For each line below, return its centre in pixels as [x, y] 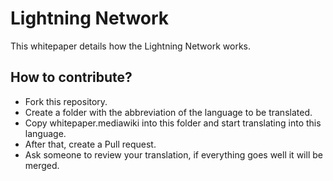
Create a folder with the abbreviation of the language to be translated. [168, 112]
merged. [42, 165]
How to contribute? [71, 77]
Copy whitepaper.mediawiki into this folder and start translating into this [173, 123]
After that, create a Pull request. [90, 144]
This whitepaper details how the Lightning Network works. [131, 46]
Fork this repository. [66, 101]
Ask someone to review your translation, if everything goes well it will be [173, 154]
